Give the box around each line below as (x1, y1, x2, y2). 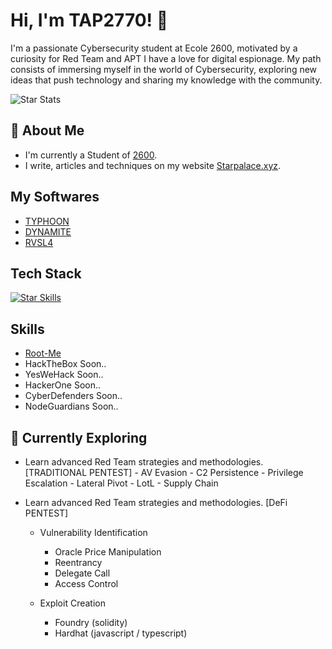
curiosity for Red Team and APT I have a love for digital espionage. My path (10, 52, 322, 64)
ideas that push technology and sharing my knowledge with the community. (10, 74, 323, 86)
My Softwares (10, 189, 100, 206)
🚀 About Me (10, 122, 85, 139)
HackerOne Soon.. (24, 379, 102, 391)
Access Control (54, 578, 119, 589)
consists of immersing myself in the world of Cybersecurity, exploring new (10, 63, 318, 75)
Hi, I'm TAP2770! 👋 (10, 9, 169, 32)
